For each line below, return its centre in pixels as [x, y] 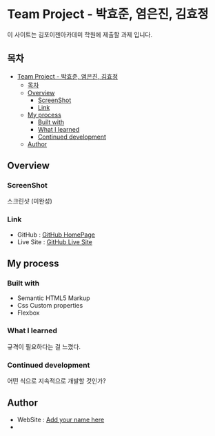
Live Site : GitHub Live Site [55, 241]
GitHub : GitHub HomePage [56, 235]
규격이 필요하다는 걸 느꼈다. [44, 346]
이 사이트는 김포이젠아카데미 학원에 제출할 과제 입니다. [80, 34]
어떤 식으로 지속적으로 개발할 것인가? [57, 381]
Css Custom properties [50, 306]
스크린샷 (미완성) [30, 201]
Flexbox [28, 313]
